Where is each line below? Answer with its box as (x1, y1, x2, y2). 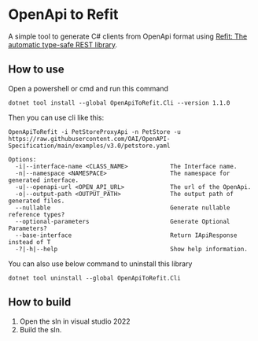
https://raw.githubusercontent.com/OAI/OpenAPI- (8, 135, 171, 143)
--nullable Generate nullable (15, 203, 230, 212)
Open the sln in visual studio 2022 (19, 317, 131, 326)
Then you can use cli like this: (8, 113, 105, 122)
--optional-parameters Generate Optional (15, 217, 230, 225)
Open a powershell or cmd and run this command (8, 83, 169, 93)
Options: (8, 155, 37, 163)
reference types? (8, 210, 65, 218)
